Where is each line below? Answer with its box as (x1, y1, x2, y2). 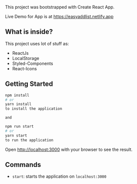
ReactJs (12, 50, 29, 56)
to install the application (5, 106, 63, 111)
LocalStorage (12, 55, 40, 61)
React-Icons (12, 65, 37, 71)
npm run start (5, 124, 34, 129)
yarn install (5, 102, 32, 107)
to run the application (5, 138, 54, 143)
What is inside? (5, 28, 53, 36)
